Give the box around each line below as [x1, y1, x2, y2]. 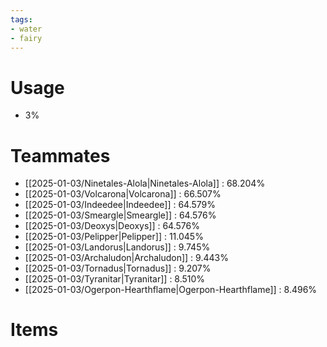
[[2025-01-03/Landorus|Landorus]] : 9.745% [24, 241, 211, 253]
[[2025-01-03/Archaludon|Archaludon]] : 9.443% [24, 252, 229, 264]
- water [10, 24, 43, 34]
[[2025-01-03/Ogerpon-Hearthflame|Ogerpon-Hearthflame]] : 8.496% [24, 284, 318, 296]
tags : [10, 14, 33, 25]
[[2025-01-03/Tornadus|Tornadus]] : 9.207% [24, 262, 212, 275]
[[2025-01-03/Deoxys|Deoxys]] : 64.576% [24, 220, 200, 232]
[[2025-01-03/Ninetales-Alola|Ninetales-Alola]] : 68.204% [24, 177, 266, 190]
